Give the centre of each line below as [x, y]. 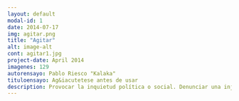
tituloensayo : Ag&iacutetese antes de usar [73, 80]
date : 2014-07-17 [33, 27]
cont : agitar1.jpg [34, 54]
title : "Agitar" [31, 41]
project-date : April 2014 [46, 60]
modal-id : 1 [25, 21]
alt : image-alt [30, 47]
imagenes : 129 [28, 67]
